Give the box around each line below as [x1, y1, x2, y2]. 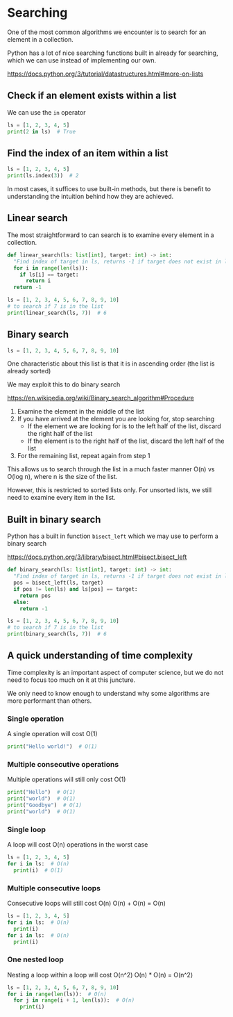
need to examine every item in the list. [7, 494, 116, 502]
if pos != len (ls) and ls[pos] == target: [13, 585, 138, 592]
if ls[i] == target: [19, 271, 79, 278]
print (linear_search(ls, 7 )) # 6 [7, 309, 107, 316]
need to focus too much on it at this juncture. [7, 676, 136, 684]
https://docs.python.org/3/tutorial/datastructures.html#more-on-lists [7, 70, 204, 78]
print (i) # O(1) [13, 867, 64, 874]
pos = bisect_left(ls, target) [13, 579, 104, 586]
